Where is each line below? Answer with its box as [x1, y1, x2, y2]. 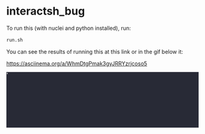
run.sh [6, 37, 23, 43]
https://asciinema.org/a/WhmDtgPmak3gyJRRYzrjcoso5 [6, 60, 148, 67]
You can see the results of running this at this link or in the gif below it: [6, 48, 184, 55]
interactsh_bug [6, 4, 85, 18]
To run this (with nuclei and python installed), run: [6, 24, 131, 32]
